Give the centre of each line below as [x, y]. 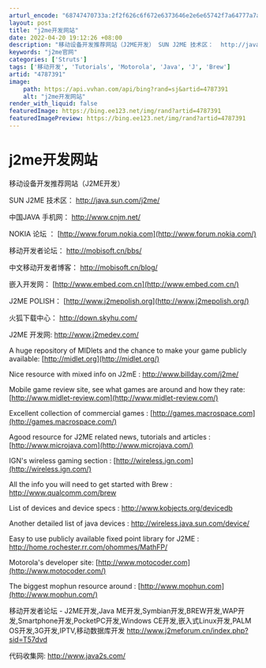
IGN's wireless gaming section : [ [63, 460]
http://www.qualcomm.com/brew [63, 493]
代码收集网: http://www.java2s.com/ [67, 655]
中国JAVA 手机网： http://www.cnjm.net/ [75, 217]
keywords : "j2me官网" [43, 52]
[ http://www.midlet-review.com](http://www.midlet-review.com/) [114, 398]
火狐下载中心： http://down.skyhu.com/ [73, 318]
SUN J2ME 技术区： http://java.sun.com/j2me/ [84, 200]
